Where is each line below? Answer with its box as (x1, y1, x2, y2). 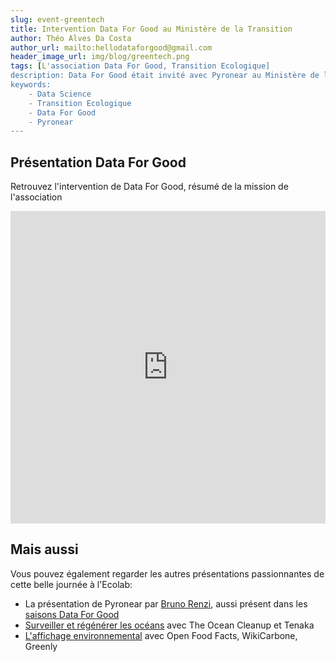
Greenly (24, 640, 58, 652)
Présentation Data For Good (10, 154, 187, 171)
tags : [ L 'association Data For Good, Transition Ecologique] (10, 61, 271, 71)
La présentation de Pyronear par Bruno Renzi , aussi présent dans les (24, 597, 308, 610)
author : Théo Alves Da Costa (10, 33, 132, 43)
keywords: (10, 80, 52, 90)
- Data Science (28, 89, 92, 99)
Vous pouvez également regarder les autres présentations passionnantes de (10, 567, 325, 580)
